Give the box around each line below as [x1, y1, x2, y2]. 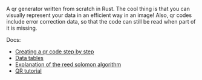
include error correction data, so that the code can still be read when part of [6, 18, 196, 25]
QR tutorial [15, 67, 42, 75]
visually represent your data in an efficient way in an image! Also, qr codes [6, 12, 192, 19]
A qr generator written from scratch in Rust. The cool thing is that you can [6, 5, 191, 12]
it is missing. [6, 24, 37, 32]
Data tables [15, 55, 44, 61]
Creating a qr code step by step [15, 48, 94, 55]
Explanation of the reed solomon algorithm [15, 61, 122, 68]
